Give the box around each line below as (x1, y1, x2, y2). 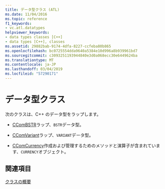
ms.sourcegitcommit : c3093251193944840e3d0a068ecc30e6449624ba (5, 53, 138, 58)
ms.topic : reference (5, 16, 48, 21)
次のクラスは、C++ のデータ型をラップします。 (5, 111, 101, 117)
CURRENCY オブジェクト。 (20, 149, 69, 155)
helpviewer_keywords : (5, 30, 50, 35)
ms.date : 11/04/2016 (5, 12, 48, 17)
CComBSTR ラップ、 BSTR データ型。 (12, 122, 84, 127)
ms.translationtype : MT (5, 58, 54, 63)
